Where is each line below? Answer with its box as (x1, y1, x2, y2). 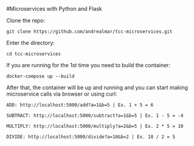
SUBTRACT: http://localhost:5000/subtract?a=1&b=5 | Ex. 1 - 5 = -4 (6, 113, 184, 119)
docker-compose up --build (6, 73, 75, 79)
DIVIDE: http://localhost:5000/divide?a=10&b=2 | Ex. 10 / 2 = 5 (6, 134, 175, 140)
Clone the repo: (6, 17, 46, 24)
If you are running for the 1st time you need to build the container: (6, 62, 171, 68)
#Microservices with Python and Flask (6, 5, 102, 12)
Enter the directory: (6, 39, 55, 46)
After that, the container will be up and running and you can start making (6, 84, 189, 91)
